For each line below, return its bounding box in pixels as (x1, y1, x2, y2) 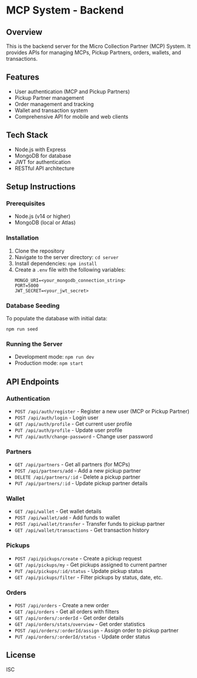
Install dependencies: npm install (14, 260, 97, 267)
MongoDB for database (14, 152, 72, 159)
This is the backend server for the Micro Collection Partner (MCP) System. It (6, 42, 191, 50)
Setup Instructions (6, 182, 76, 192)
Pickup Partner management (14, 94, 84, 101)
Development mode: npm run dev (14, 353, 95, 361)
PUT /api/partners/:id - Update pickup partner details (14, 480, 148, 487)
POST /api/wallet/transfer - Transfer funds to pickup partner (14, 520, 165, 528)
